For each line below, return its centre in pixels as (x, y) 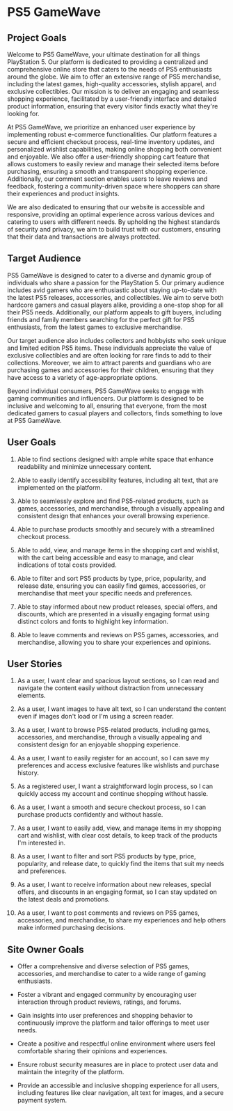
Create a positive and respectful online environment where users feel (116, 1044)
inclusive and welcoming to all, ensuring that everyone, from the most (107, 406)
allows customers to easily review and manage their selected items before (113, 164)
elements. (32, 696)
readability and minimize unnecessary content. (84, 466)
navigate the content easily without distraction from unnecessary (110, 688)
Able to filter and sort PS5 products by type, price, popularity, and (112, 578)
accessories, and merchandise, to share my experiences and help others (121, 920)
